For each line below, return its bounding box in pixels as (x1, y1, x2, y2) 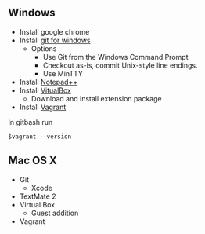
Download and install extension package (31, 93, 162, 103)
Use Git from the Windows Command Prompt (42, 52, 189, 61)
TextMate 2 (19, 192, 56, 201)
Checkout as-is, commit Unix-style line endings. (42, 60, 198, 70)
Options (31, 43, 57, 53)
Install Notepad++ (19, 77, 78, 86)
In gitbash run (8, 117, 53, 126)
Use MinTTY (42, 68, 84, 78)
